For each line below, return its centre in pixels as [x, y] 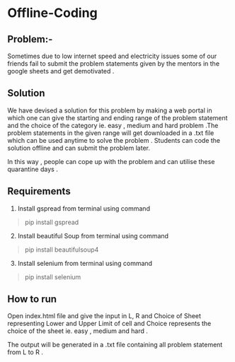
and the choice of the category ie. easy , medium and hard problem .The [113, 125]
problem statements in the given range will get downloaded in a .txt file [111, 133]
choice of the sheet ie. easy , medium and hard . [78, 331]
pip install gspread [52, 222]
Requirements [39, 191]
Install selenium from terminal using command [85, 263]
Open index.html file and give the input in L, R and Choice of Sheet [104, 316]
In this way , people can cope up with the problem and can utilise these [111, 161]
